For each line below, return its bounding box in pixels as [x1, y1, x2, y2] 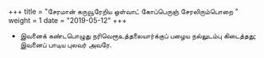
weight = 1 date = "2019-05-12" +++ [8, 16, 127, 25]
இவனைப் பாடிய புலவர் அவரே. [19, 40, 112, 49]
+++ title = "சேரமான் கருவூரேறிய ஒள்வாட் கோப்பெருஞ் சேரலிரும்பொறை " [8, 7, 239, 16]
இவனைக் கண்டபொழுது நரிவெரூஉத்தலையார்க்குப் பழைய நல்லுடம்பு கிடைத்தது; [19, 31, 257, 41]
